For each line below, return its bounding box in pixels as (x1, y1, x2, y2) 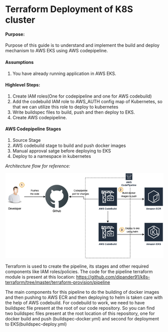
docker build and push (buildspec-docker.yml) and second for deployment (5, 316, 159, 322)
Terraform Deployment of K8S (5, 4, 133, 15)
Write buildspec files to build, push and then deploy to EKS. (12, 109, 135, 115)
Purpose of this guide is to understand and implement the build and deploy (5, 42, 159, 48)
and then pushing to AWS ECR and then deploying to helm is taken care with (5, 294, 163, 300)
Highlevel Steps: (5, 82, 41, 88)
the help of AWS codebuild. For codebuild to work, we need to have (5, 300, 145, 306)
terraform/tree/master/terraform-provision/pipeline (5, 279, 110, 285)
